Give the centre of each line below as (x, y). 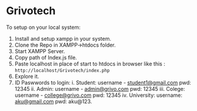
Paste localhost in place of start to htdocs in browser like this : (90, 64)
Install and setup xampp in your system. (63, 38)
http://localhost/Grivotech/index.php (62, 70)
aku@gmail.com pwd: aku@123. (53, 101)
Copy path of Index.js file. (46, 57)
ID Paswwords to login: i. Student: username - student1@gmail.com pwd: (103, 82)
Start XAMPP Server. (40, 51)
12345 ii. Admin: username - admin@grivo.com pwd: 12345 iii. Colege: (100, 89)
